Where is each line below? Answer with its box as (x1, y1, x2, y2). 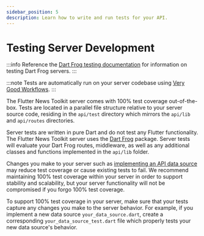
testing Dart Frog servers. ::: (6, 68, 78, 75)
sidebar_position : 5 (6, 9, 59, 15)
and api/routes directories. (6, 117, 75, 124)
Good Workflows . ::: (6, 86, 57, 93)
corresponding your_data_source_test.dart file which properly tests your (6, 217, 191, 224)
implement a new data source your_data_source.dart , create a (6, 211, 164, 218)
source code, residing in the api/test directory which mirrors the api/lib (6, 110, 191, 118)
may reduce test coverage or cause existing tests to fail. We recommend (6, 166, 189, 174)
